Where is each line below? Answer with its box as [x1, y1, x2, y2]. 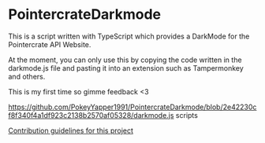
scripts [175, 110, 199, 119]
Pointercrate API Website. [8, 39, 91, 49]
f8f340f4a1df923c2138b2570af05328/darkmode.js [8, 110, 174, 119]
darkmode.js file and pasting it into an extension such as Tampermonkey [8, 63, 244, 72]
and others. [8, 71, 46, 81]
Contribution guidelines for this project [8, 126, 134, 135]
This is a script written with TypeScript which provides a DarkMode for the [8, 31, 250, 41]
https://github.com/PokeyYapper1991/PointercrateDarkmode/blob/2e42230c [8, 102, 257, 112]
